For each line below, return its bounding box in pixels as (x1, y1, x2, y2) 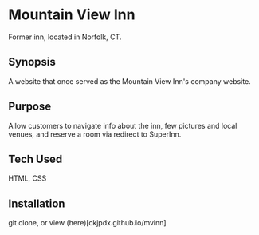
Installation (8, 197, 65, 210)
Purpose (8, 100, 52, 114)
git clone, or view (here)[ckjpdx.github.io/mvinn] (8, 218, 167, 228)
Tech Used (8, 152, 63, 165)
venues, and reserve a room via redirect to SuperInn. (8, 129, 182, 139)
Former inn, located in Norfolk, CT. (8, 32, 122, 42)
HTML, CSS (8, 173, 47, 183)
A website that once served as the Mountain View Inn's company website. (8, 76, 251, 86)
